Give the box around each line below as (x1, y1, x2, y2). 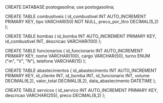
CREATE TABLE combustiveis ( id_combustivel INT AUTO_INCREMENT (5, 14, 146, 19)
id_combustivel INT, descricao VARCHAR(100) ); (5, 38, 102, 44)
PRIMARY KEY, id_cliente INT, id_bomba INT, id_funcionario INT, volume (5, 73, 150, 78)
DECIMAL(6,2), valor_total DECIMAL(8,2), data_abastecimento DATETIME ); (5, 78, 156, 84)
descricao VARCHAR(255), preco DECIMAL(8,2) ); (5, 92, 106, 98)
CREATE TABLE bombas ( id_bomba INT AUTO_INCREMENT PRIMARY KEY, (5, 34, 157, 39)
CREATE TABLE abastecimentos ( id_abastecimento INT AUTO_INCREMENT (5, 68, 157, 73)
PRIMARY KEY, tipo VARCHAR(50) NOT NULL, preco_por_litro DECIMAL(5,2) (5, 19, 159, 24)
